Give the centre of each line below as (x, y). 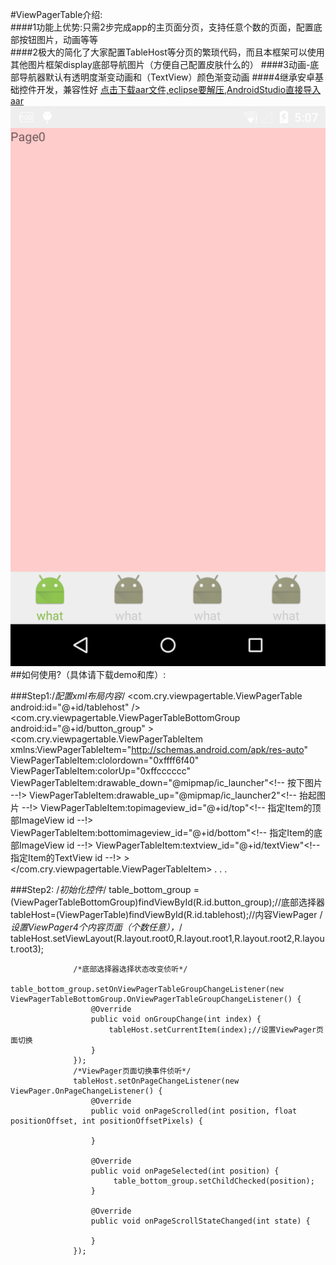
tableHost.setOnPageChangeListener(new (156, 1081)
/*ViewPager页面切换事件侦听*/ (132, 1071)
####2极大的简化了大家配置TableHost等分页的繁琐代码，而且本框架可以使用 (167, 52)
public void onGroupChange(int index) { (176, 1019)
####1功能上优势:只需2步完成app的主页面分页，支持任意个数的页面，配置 (162, 27)
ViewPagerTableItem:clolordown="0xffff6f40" (105, 760)
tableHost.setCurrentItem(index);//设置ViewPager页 (216, 1030)
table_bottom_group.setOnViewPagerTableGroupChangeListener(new (147, 989)
